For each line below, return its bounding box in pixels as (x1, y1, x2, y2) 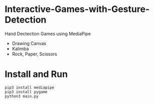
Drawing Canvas (12, 40, 46, 46)
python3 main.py (5, 93, 39, 98)
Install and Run (5, 68, 68, 80)
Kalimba (12, 45, 29, 51)
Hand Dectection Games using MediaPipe (5, 30, 91, 36)
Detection (5, 14, 47, 25)
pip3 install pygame (5, 89, 48, 94)
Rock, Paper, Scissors (12, 51, 57, 57)
